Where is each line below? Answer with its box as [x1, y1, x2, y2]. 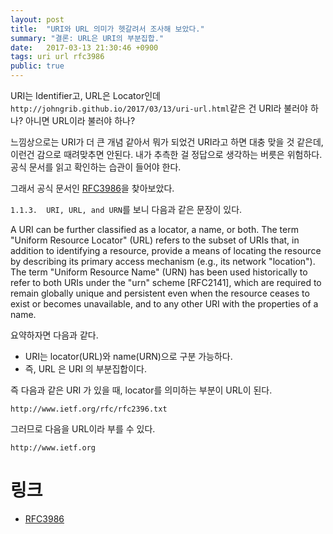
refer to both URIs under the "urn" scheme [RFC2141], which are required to [10, 277, 322, 288]
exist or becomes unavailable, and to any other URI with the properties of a [10, 298, 319, 310]
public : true [10, 61, 65, 71]
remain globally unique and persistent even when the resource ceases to [10, 287, 310, 299]
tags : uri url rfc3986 [10, 52, 105, 62]
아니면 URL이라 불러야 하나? [24, 115, 136, 126]
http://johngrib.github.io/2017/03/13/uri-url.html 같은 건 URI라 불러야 [10, 102, 308, 114]
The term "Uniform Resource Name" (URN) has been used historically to [10, 266, 308, 278]
